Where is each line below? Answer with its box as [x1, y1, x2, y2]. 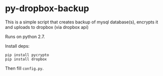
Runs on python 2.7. [5, 34, 45, 39]
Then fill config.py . [5, 65, 44, 71]
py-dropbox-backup [5, 3, 90, 14]
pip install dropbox [5, 57, 47, 61]
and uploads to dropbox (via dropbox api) [5, 24, 89, 30]
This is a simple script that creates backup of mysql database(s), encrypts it [5, 19, 158, 25]
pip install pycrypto [5, 52, 49, 57]
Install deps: [5, 43, 30, 49]
